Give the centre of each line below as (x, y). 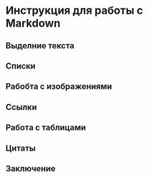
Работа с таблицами (46, 128)
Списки (21, 66)
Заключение (31, 169)
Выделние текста (40, 46)
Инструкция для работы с (74, 11)
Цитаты (21, 148)
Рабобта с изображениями (59, 87)
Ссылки (21, 107)
